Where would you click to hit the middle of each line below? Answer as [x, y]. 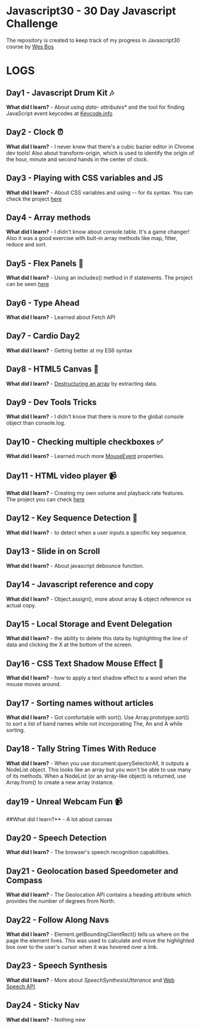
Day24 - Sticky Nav [43, 1005]
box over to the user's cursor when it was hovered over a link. [82, 947]
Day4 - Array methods [49, 217]
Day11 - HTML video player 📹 [61, 476]
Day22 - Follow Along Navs [58, 920]
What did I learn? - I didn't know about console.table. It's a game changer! [98, 232]
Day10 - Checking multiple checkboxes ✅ [85, 442]
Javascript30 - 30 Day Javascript [91, 11]
